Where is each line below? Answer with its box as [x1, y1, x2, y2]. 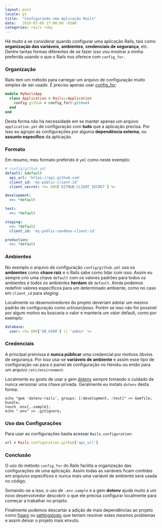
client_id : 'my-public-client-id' [9, 180, 79, 185]
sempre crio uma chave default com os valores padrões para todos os [5, 274, 146, 280]
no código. [5, 478, 27, 484]
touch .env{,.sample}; [5, 404, 51, 409]
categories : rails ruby [5, 25, 53, 30]
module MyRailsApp [5, 92, 42, 96]
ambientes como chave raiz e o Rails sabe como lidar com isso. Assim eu [5, 270, 152, 275]
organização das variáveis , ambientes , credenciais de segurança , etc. [5, 44, 149, 49]
